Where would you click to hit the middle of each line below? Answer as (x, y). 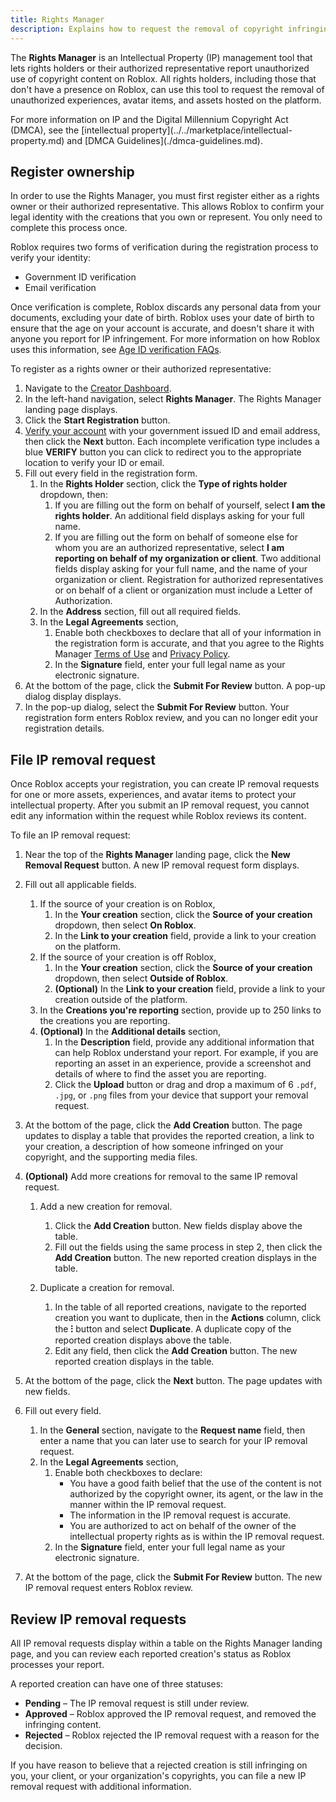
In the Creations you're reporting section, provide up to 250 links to (180, 1010)
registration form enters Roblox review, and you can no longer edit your (171, 718)
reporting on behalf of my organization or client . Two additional (188, 558)
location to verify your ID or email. (94, 463)
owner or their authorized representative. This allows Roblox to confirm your (167, 207)
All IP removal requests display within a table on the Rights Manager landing (166, 1643)
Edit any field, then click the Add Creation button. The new (176, 1351)
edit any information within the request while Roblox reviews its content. (158, 816)
